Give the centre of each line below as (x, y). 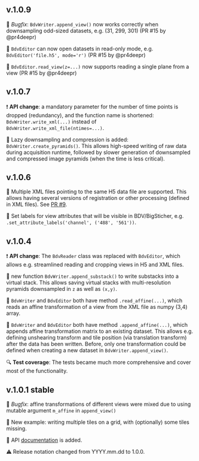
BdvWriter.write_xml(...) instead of (51, 122)
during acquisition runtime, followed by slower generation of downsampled (98, 152)
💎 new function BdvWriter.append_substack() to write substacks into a (93, 276)
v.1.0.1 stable (30, 389)
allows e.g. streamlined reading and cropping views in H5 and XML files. (95, 265)
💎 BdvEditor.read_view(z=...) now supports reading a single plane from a (98, 66)
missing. (16, 429)
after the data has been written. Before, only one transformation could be (96, 344)
